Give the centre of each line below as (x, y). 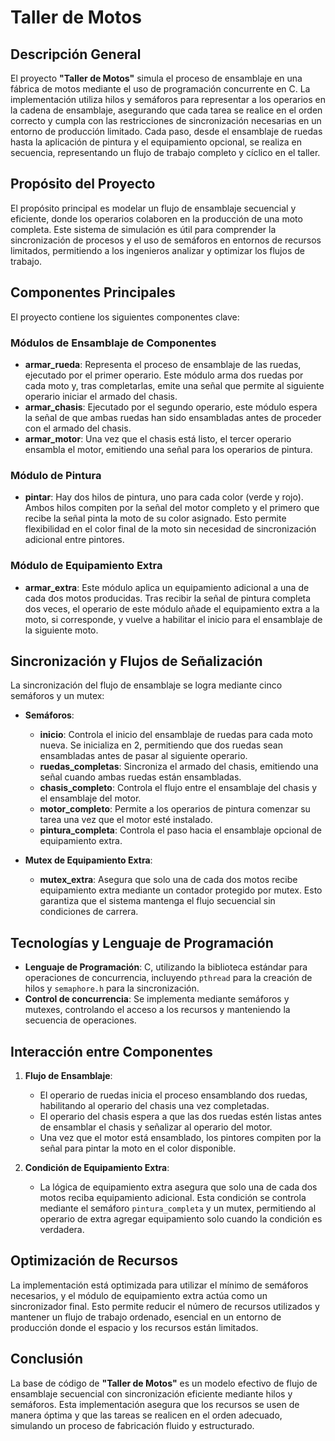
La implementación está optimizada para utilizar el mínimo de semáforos (159, 1285)
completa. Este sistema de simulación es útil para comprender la (143, 229)
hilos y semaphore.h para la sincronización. (112, 988)
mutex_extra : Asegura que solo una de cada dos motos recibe (168, 880)
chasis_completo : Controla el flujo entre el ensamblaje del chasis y (178, 788)
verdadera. (62, 1229)
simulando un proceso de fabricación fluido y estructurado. (132, 1425)
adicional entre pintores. (74, 540)
